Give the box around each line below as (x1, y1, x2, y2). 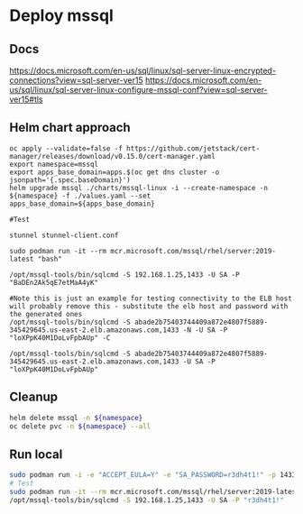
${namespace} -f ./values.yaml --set (9, 191, 151, 200)
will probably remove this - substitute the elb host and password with (9, 301, 289, 311)
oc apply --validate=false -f (9, 143, 124, 153)
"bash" (37, 254, 63, 263)
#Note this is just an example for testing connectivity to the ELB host (9, 294, 293, 303)
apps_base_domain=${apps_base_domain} (9, 199, 155, 208)
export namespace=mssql (9, 160, 99, 169)
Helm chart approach (9, 120, 131, 135)
